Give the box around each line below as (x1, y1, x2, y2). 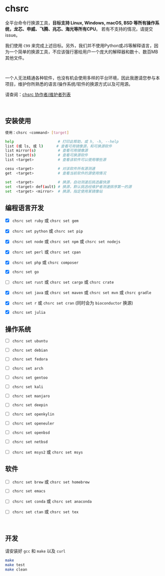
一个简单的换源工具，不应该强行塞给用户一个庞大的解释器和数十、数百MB (9, 49, 158, 55)
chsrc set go (12, 270, 39, 274)
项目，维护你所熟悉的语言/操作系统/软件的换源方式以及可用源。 (5, 81, 134, 87)
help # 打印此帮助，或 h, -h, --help (5, 139, 119, 144)
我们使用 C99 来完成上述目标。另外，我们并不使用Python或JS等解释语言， (5, 42, 154, 48)
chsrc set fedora (12, 357, 48, 362)
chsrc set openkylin (12, 412, 55, 417)
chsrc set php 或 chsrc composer (12, 259, 79, 266)
